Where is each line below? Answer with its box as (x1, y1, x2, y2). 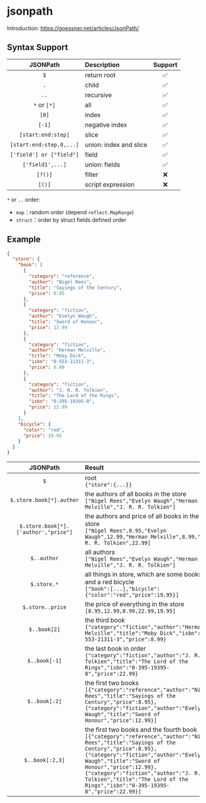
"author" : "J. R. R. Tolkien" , (29, 387, 109, 393)
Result (85, 463, 105, 472)
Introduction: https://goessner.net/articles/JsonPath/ (7, 24, 139, 32)
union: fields (85, 160, 120, 169)
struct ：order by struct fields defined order (15, 216, 127, 223)
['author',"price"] (16, 529, 73, 536)
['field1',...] (22, 161, 67, 168)
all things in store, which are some (85, 570, 183, 579)
